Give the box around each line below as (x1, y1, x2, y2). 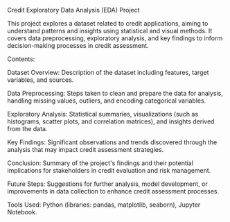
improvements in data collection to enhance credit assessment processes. (7, 187, 220, 195)
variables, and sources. (7, 76, 74, 84)
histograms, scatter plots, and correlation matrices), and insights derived (7, 117, 215, 126)
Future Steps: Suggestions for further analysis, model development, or (7, 180, 208, 188)
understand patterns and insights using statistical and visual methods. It (7, 27, 213, 35)
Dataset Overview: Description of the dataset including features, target (7, 69, 209, 76)
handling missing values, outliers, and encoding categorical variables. (7, 96, 206, 105)
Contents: (7, 55, 35, 63)
